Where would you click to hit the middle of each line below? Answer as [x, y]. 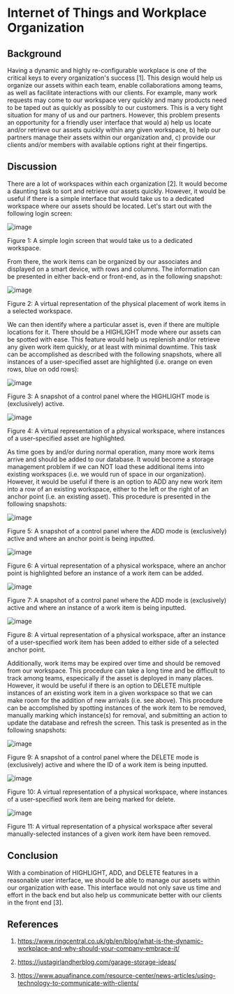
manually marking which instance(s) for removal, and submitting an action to [117, 715]
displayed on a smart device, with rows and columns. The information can [114, 269]
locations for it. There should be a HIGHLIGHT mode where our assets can [114, 332]
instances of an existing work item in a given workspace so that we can [110, 693]
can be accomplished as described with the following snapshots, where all [115, 354]
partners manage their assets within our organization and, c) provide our [111, 137]
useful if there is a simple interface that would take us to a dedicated [106, 198]
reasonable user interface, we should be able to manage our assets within [114, 880]
